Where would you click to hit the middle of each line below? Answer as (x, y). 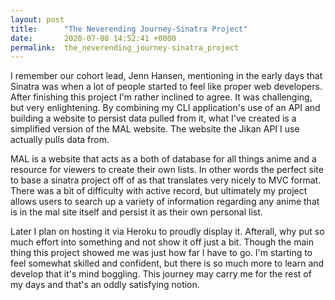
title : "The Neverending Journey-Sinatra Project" (129, 29)
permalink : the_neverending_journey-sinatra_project (125, 47)
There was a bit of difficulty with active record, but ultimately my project (159, 191)
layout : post (37, 19)
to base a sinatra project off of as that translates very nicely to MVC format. (166, 180)
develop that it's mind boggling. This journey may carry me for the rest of (161, 274)
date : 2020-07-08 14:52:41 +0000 (93, 38)
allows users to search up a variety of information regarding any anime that (165, 202)
